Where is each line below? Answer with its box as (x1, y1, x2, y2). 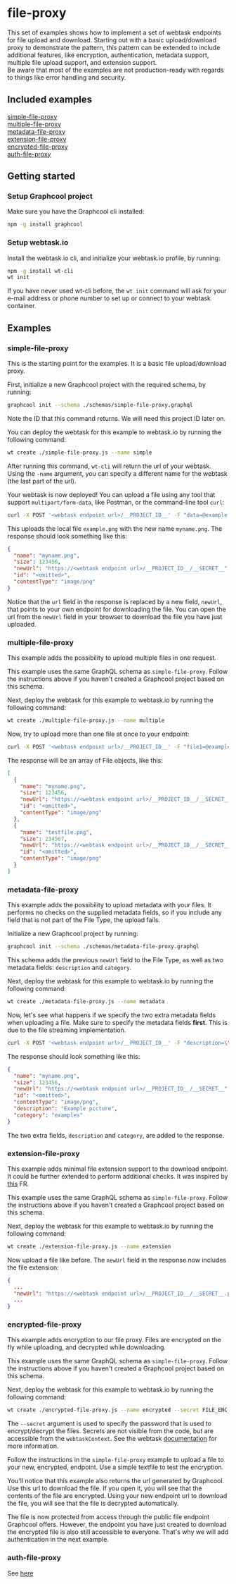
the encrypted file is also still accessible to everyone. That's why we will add (7, 1528, 229, 1536)
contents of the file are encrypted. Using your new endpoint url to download (7, 1492, 228, 1500)
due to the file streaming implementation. (7, 1026, 126, 1034)
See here (7, 1568, 34, 1577)
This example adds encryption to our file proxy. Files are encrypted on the (7, 1336, 221, 1344)
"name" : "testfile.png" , (20, 828, 93, 836)
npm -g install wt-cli (7, 267, 74, 274)
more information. (7, 1442, 59, 1450)
